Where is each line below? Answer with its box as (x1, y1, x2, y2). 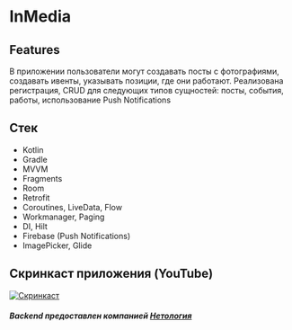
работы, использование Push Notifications (9, 94, 172, 105)
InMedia (9, 6, 72, 27)
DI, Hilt (22, 220, 48, 231)
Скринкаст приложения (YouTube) (9, 266, 214, 281)
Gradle (22, 154, 48, 165)
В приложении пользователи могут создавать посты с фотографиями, (9, 66, 280, 76)
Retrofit (22, 192, 50, 203)
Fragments (22, 173, 63, 183)
